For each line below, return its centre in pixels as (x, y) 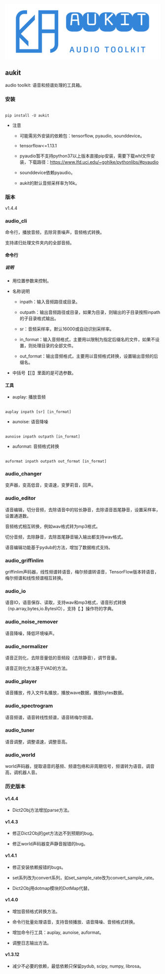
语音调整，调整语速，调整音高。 (37, 742)
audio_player (21, 681)
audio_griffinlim (24, 560)
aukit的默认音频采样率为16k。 (49, 183)
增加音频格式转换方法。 (36, 911)
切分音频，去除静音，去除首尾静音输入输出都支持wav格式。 (65, 537)
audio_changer (23, 474)
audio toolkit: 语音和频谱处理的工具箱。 (45, 85)
